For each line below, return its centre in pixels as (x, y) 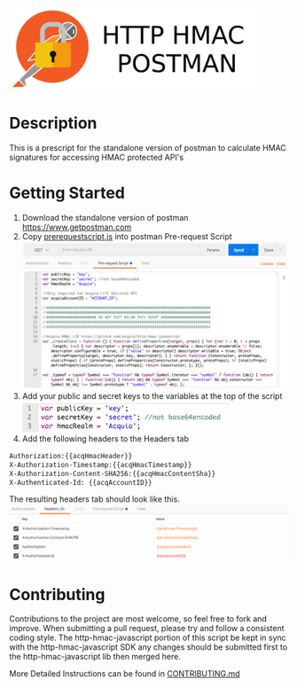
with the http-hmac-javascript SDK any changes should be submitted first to (148, 647)
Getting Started (67, 193)
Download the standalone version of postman (105, 217)
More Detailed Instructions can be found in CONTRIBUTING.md (125, 674)
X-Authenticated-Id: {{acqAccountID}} (81, 482)
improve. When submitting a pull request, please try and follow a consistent (147, 628)
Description (53, 124)
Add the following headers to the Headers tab (105, 438)
